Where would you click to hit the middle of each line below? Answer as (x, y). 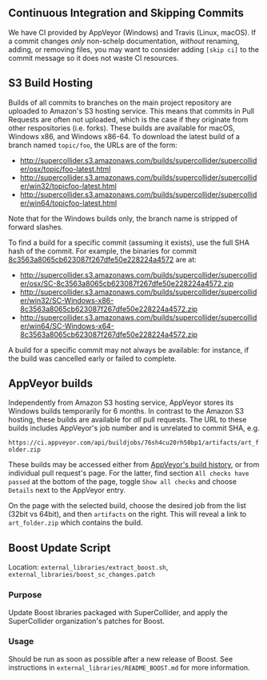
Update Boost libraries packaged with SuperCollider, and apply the (118, 612)
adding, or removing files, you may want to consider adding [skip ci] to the (134, 49)
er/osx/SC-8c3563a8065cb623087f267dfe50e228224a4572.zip (127, 283)
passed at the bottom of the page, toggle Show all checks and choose (123, 482)
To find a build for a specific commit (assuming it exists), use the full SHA (129, 242)
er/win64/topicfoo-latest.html (68, 202)
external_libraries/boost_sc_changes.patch (82, 575)
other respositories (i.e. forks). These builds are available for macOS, (122, 128)
